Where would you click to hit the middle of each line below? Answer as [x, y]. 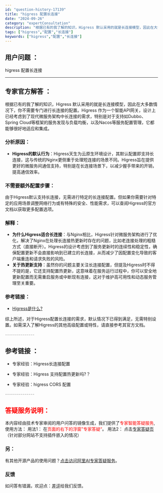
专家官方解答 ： [28, 92]
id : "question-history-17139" [36, 9]
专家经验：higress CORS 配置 [41, 384]
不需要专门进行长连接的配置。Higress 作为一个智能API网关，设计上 [89, 110]
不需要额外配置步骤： [30, 186]
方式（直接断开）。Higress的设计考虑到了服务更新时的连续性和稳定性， [82, 247]
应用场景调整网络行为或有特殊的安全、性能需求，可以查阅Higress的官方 [85, 203]
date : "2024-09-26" [25, 18]
